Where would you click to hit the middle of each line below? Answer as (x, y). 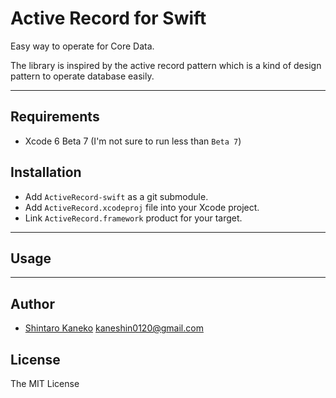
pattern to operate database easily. (82, 76)
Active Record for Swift (108, 18)
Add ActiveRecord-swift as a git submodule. (116, 196)
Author (32, 303)
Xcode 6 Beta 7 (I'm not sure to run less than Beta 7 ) (133, 141)
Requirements (55, 117)
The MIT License (45, 383)
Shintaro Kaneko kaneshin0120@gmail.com (114, 328)
